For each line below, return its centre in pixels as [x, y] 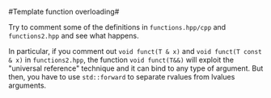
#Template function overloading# [64, 12]
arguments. [28, 85]
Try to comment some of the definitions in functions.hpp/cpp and [117, 27]
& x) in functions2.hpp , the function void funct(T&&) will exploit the [121, 60]
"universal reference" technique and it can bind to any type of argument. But [136, 68]
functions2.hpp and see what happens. [74, 36]
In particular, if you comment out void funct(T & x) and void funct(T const [135, 51]
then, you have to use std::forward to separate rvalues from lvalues [122, 77]
